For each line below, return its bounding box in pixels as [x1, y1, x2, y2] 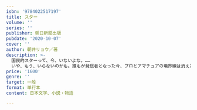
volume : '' [6, 19, 33, 25]
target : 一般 [6, 80, 36, 85]
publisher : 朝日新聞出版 [6, 30, 62, 36]
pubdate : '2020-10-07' [6, 36, 62, 42]
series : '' [6, 25, 33, 31]
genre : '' [6, 74, 30, 80]
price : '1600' [6, 68, 41, 74]
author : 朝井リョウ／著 [6, 47, 58, 53]
